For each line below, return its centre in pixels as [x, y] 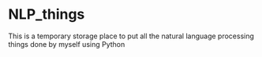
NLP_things [47, 14]
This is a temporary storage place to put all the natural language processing [131, 36]
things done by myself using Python [67, 44]
